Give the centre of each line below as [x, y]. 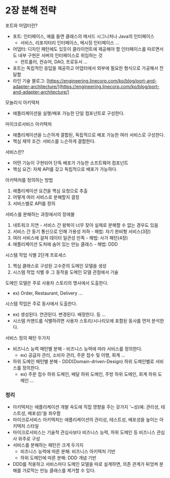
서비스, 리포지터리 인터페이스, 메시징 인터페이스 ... [70, 42]
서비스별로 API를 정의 [34, 203]
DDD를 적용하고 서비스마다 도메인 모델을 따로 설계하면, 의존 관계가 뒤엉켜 [85, 464]
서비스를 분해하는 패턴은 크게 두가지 [48, 445]
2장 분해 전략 [31, 10]
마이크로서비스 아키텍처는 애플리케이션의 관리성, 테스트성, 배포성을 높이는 [86, 420]
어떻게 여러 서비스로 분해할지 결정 [46, 197]
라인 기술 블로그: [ [30, 81]
